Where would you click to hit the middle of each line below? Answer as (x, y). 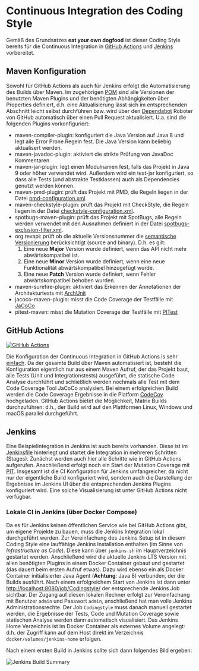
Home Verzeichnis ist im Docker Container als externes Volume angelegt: (96, 626)
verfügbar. (19, 497)
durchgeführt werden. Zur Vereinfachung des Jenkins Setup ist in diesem (96, 538)
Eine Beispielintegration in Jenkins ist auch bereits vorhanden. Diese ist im (97, 446)
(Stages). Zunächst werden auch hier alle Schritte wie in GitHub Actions (94, 459)
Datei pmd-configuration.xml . (51, 198)
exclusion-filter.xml (38, 229)
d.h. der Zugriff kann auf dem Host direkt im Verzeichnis (75, 632)
